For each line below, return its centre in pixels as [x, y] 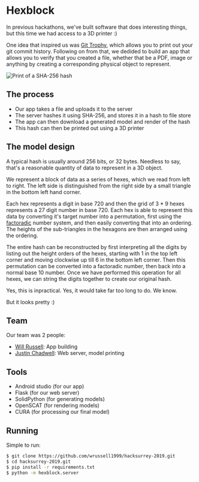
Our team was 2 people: [36, 335]
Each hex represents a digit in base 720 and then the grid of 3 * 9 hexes [95, 204]
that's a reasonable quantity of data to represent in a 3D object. [85, 168]
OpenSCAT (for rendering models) [57, 405]
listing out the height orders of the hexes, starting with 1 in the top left [92, 253]
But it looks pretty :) [31, 302]
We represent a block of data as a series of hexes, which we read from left [98, 179]
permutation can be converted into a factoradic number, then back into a [96, 266]
